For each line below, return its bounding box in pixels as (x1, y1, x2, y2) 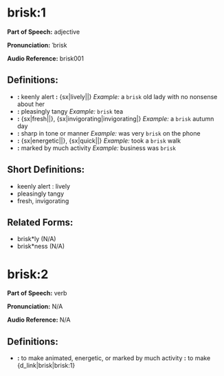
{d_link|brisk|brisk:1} (16, 362, 76, 370)
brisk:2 (7, 267, 49, 282)
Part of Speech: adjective (7, 28, 80, 36)
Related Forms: (7, 216, 74, 228)
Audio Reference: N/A (7, 315, 71, 324)
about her (16, 100, 45, 108)
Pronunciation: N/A (7, 302, 63, 311)
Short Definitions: (7, 164, 85, 176)
